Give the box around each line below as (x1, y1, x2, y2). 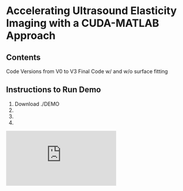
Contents (6, 52, 41, 62)
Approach (6, 29, 56, 42)
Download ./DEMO (14, 100, 60, 107)
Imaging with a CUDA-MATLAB (6, 16, 160, 30)
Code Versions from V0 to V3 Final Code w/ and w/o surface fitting (6, 68, 168, 74)
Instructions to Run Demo (6, 85, 101, 95)
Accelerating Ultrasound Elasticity (6, 4, 177, 18)
